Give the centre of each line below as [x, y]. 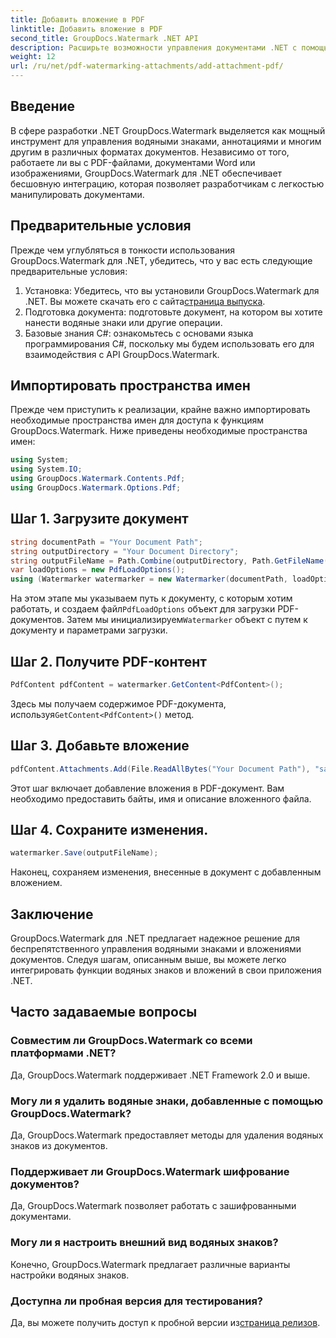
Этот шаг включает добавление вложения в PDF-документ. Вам [147, 788]
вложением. [36, 883]
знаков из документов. [59, 1145]
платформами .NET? [63, 1053]
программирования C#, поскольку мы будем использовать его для [169, 343]
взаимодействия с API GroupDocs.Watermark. [122, 354]
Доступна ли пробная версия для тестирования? [136, 1301]
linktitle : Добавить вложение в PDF [86, 29]
